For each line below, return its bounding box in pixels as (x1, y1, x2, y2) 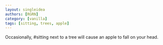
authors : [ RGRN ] (5, 12, 38, 17)
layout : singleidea (5, 7, 45, 12)
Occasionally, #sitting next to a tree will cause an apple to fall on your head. (5, 34, 159, 40)
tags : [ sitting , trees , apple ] (5, 21, 69, 26)
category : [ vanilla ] (5, 16, 48, 21)
